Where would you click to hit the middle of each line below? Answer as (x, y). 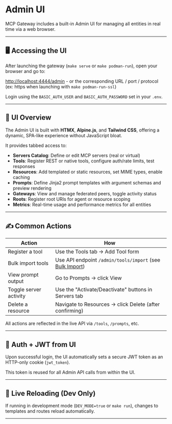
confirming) (69, 311)
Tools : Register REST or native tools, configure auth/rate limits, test (83, 161)
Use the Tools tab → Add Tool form (97, 252)
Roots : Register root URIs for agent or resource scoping (71, 199)
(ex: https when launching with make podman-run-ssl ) (61, 86)
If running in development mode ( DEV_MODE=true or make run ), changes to (82, 405)
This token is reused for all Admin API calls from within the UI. (70, 372)
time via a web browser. (30, 29)
